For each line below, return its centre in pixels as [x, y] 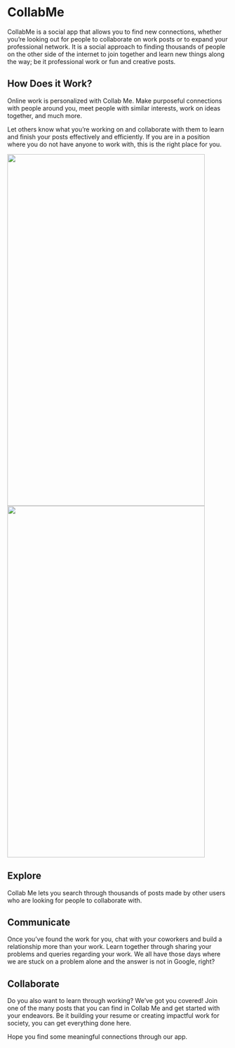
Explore [25, 876]
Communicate [39, 922]
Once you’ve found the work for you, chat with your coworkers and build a [115, 939]
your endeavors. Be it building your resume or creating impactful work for [113, 1016]
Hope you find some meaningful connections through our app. [98, 1037]
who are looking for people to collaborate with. [75, 900]
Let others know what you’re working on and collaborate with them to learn [116, 129]
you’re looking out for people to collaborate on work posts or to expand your [117, 39]
